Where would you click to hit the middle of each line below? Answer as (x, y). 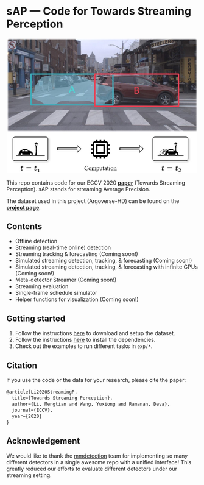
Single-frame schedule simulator (56, 293)
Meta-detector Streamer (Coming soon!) (66, 280)
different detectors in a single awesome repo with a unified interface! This (99, 462)
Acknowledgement (43, 441)
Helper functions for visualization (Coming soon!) (77, 299)
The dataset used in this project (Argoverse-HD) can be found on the (93, 201)
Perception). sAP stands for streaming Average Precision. (78, 189)
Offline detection (36, 241)
